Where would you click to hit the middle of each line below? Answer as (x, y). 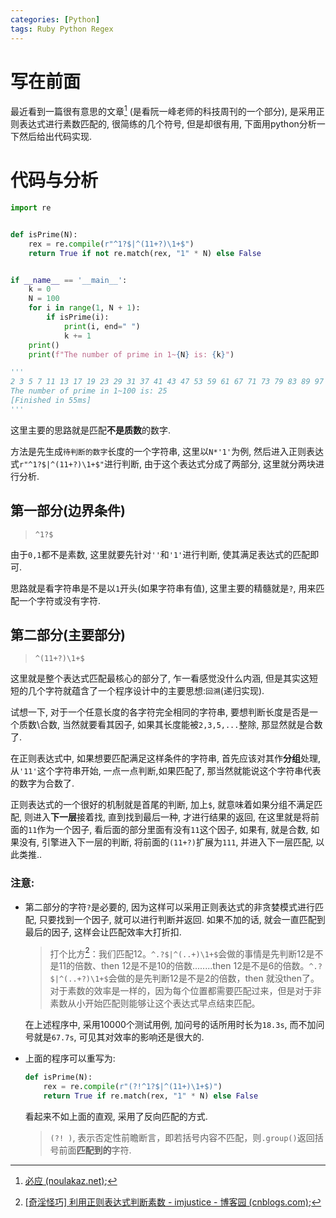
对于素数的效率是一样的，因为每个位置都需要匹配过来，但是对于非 (185, 991)
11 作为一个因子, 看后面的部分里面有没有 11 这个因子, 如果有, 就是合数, (168, 830)
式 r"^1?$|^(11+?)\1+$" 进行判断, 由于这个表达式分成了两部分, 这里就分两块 (163, 463)
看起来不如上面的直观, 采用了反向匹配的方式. (116, 1116)
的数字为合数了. (42, 783)
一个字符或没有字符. (60, 600)
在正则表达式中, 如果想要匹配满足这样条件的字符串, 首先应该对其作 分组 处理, (165, 758)
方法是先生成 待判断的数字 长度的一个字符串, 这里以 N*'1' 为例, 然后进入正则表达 (167, 451)
